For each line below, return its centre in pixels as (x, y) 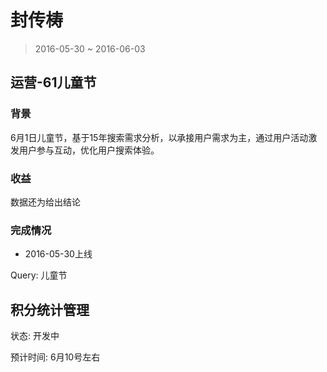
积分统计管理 (50, 309)
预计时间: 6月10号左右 (55, 357)
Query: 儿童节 (39, 275)
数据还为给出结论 (45, 202)
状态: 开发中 (35, 336)
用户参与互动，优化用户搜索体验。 (89, 150)
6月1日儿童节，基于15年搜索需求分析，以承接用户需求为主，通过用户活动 (159, 137)
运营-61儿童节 (53, 82)
